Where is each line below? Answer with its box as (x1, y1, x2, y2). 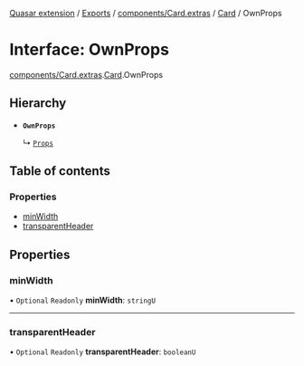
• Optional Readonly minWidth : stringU (9, 294, 157, 306)
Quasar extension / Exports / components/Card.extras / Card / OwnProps (9, 8, 282, 18)
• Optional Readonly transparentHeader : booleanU (9, 346, 196, 357)
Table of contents (9, 163, 110, 179)
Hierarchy (9, 95, 67, 111)
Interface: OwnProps (9, 40, 170, 60)
